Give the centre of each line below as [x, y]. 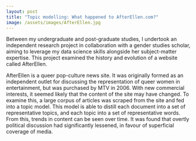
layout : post [22, 11]
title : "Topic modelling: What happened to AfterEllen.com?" [82, 17]
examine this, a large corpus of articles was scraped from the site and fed [95, 100]
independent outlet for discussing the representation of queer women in [93, 82]
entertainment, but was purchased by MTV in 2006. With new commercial [95, 88]
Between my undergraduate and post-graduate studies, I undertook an [92, 39]
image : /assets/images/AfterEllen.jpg [53, 22]
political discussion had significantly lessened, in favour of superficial [90, 125]
